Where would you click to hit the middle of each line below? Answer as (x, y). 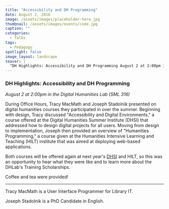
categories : (18, 33)
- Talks (18, 38)
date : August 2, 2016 (28, 15)
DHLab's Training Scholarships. (38, 167)
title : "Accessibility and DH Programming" (52, 10)
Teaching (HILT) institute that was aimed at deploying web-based (73, 142)
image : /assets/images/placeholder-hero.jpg (53, 19)
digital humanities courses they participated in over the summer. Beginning (83, 110)
